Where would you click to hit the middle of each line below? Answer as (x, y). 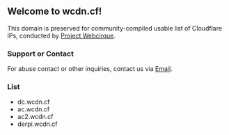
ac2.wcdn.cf (35, 117)
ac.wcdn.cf (33, 109)
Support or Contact (41, 54)
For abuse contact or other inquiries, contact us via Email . (90, 69)
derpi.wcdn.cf (37, 124)
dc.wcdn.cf (33, 102)
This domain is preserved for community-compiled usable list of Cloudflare (115, 28)
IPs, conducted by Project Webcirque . (62, 35)
